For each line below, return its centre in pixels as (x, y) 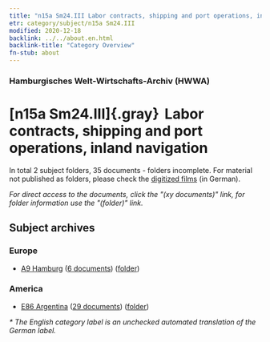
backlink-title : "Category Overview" (72, 46)
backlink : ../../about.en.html (61, 38)
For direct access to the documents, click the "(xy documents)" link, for (127, 194)
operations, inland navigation (109, 148)
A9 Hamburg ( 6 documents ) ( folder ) (80, 268)
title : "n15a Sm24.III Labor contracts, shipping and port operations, (131, 16)
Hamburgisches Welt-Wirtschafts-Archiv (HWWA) (110, 81)
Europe (24, 251)
